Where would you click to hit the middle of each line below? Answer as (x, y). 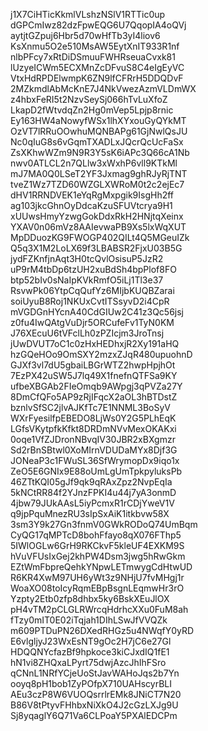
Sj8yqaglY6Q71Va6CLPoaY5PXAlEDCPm (94, 715)
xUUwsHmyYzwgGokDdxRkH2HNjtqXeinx (97, 216)
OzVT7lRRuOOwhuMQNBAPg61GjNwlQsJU (99, 131)
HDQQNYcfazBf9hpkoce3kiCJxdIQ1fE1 (90, 652)
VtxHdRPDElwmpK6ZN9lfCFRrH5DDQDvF (97, 78)
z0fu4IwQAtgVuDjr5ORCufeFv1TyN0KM (92, 322)
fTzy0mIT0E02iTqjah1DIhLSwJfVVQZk (89, 620)
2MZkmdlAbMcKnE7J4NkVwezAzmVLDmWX (103, 88)
